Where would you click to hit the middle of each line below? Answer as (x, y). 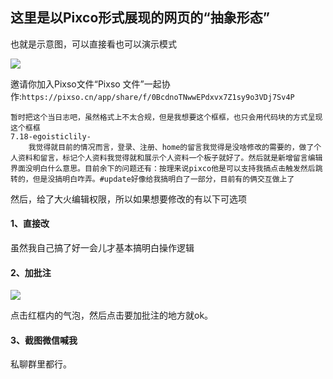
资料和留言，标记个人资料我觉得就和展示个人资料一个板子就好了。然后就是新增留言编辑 (170, 158)
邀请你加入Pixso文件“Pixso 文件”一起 (86, 84)
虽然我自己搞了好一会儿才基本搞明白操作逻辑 (102, 248)
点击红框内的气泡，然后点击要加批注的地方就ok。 (112, 315)
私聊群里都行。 (41, 364)
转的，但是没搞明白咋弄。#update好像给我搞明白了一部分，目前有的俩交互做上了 (152, 179)
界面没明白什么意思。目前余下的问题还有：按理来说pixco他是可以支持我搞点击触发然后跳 (166, 168)
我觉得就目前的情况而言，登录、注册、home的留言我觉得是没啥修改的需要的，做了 (171, 147)
